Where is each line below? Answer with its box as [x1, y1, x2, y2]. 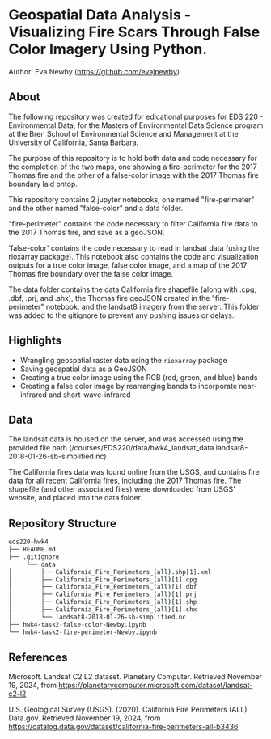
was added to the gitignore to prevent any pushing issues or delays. [8, 310, 235, 320]
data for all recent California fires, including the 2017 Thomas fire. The [8, 475, 242, 486]
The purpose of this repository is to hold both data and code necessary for [8, 153, 257, 163]
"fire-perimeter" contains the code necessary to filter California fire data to [8, 218, 258, 228]
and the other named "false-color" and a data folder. [8, 203, 184, 213]
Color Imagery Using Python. [8, 40, 208, 58]
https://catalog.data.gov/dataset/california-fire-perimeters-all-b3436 [8, 722, 239, 732]
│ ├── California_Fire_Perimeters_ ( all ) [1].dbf [8, 583, 197, 591]
